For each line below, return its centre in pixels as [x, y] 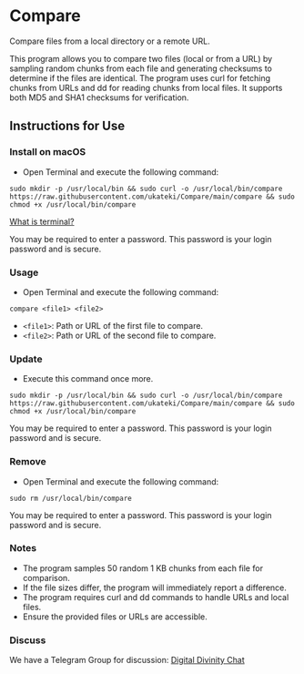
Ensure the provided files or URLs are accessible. [115, 617]
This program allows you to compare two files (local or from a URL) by [141, 58]
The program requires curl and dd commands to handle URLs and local [156, 597]
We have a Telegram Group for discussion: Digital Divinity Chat [127, 660]
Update [26, 359]
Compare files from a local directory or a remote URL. [110, 41]
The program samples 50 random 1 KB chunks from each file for [143, 568]
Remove [28, 462]
